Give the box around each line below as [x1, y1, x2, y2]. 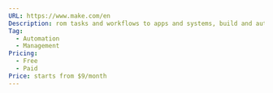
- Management [15, 42, 60, 50]
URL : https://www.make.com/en [8, 11, 111, 20]
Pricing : [8, 49, 38, 57]
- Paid [15, 65, 38, 73]
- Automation [15, 34, 60, 43]
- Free [15, 57, 38, 66]
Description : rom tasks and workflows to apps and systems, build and [8, 19, 253, 27]
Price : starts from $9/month [8, 72, 107, 80]
